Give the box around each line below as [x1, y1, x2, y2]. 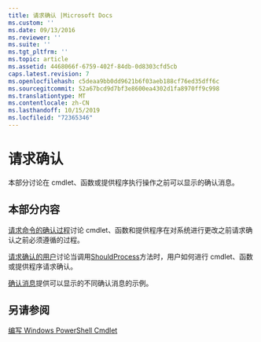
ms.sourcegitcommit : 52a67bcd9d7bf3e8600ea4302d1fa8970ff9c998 [8, 84, 220, 93]
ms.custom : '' [8, 19, 55, 27]
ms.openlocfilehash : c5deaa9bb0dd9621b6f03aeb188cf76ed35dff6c [8, 77, 220, 85]
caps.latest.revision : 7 [8, 70, 90, 78]
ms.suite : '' [8, 41, 51, 49]
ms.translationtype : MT [8, 92, 86, 100]
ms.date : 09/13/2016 [8, 26, 76, 34]
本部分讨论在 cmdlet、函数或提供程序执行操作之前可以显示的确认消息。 [8, 178, 239, 187]
